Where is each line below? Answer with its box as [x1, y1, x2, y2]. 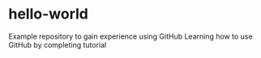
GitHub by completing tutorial [8, 39, 107, 49]
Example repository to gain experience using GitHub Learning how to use [8, 31, 253, 41]
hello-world [8, 5, 89, 23]
